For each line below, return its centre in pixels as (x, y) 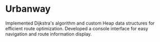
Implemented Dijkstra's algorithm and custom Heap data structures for (80, 23)
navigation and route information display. (49, 34)
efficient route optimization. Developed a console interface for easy (77, 28)
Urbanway (28, 9)
